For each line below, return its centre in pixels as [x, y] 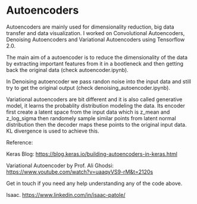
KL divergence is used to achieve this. [53, 131]
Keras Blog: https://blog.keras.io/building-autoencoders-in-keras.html [92, 154]
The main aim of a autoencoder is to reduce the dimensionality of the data [97, 57]
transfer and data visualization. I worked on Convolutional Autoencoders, [96, 33]
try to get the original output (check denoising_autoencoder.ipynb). [88, 87]
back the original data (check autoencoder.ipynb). [68, 70]
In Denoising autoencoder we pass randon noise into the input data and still [99, 81]
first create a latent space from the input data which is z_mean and [88, 112]
